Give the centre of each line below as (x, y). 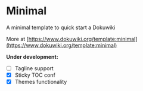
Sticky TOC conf (35, 75)
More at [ (17, 39)
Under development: (32, 57)
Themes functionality (41, 82)
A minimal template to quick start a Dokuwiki (61, 27)
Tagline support (34, 68)
